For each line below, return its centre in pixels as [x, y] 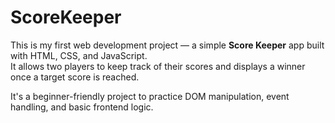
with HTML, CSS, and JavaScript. [79, 55]
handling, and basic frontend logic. [82, 107]
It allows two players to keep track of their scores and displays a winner [158, 66]
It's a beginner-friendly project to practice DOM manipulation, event [150, 96]
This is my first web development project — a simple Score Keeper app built [167, 45]
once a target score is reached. [75, 77]
